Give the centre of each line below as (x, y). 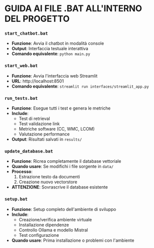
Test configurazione (39, 235)
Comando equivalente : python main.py (51, 54)
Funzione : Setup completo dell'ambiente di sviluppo (64, 209)
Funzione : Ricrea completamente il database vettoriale (66, 161)
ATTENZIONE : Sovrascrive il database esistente (60, 187)
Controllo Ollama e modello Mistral (53, 230)
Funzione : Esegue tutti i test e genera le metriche (61, 108)
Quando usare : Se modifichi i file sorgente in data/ (62, 167)
